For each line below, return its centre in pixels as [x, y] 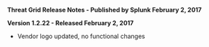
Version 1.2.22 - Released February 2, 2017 [70, 23]
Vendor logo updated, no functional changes [81, 36]
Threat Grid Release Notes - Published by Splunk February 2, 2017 [104, 10]
